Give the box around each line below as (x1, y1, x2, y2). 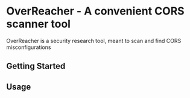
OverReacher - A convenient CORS (6, 4, 185, 18)
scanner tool (6, 17, 71, 31)
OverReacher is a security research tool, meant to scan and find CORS (6, 37, 182, 44)
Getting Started (6, 61, 66, 71)
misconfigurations (6, 44, 51, 51)
